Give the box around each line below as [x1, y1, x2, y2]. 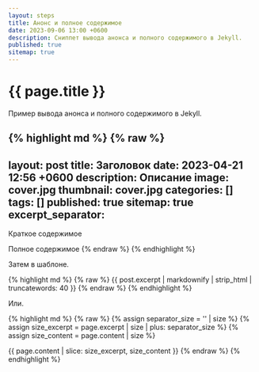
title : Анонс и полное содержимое [8, 19, 123, 27]
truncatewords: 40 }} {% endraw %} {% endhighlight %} [8, 283, 192, 293]
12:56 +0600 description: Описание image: [8, 171, 230, 184]
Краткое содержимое [8, 229, 82, 238]
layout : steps [8, 11, 55, 20]
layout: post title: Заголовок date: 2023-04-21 [8, 158, 244, 172]
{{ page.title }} [8, 82, 106, 101]
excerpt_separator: [8, 207, 105, 222]
